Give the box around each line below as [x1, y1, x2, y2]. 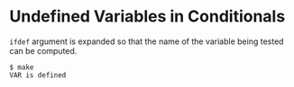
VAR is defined [9, 70, 67, 80]
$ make [9, 63, 34, 72]
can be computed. [9, 45, 78, 56]
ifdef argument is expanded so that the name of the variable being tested [9, 36, 284, 47]
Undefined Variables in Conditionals [9, 6, 286, 27]
